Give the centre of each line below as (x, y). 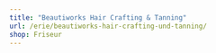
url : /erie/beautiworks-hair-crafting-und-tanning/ (108, 26)
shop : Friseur (36, 34)
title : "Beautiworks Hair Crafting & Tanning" (98, 18)
